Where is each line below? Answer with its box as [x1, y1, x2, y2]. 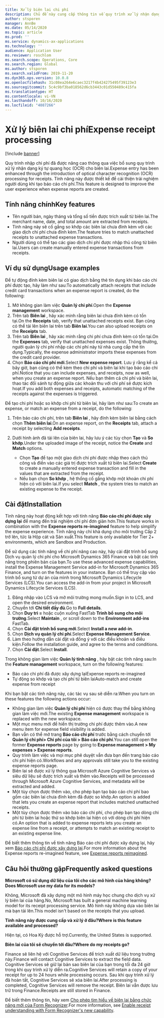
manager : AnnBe [5, 21, 36, 26]
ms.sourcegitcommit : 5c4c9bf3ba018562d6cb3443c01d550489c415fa [5, 84, 137, 90]
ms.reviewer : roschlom [5, 52, 51, 58]
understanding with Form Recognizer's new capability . [5, 1008, 115, 1014]
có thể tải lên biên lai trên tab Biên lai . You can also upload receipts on [12, 323, 153, 329]
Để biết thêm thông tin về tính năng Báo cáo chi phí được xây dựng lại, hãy [5, 840, 155, 846]
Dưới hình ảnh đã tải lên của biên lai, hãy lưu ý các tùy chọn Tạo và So [12, 435, 153, 441]
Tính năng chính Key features [5, 200, 95, 209]
